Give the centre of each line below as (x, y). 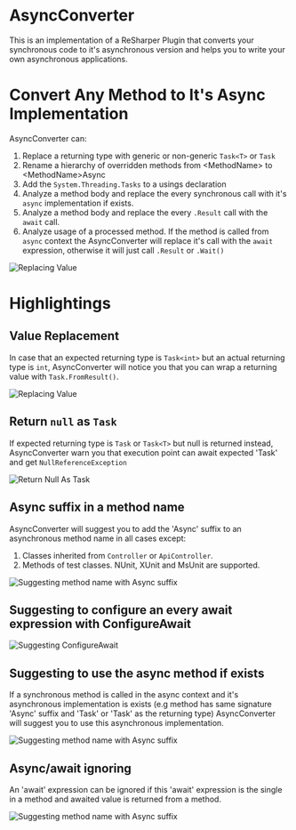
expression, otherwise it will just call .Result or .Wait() (123, 250)
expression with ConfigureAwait (100, 624)
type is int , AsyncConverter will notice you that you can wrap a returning (143, 367)
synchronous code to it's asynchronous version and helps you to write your (148, 49)
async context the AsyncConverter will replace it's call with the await (148, 240)
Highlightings (60, 304)
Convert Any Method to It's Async (137, 95)
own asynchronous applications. (69, 59)
